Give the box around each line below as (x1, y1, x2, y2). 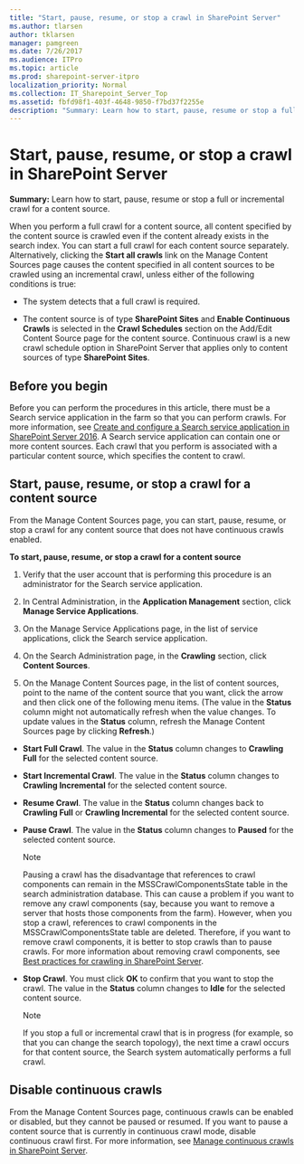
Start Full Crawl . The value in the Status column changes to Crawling (22, 743, 284, 753)
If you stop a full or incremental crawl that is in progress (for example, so (22, 1027, 294, 1038)
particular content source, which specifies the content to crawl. (9, 450, 246, 461)
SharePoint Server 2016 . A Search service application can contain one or (9, 431, 280, 441)
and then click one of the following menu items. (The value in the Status (22, 696, 292, 707)
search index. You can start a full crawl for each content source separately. (9, 241, 290, 251)
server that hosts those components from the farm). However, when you (22, 907, 292, 918)
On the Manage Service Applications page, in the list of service (22, 623, 259, 634)
